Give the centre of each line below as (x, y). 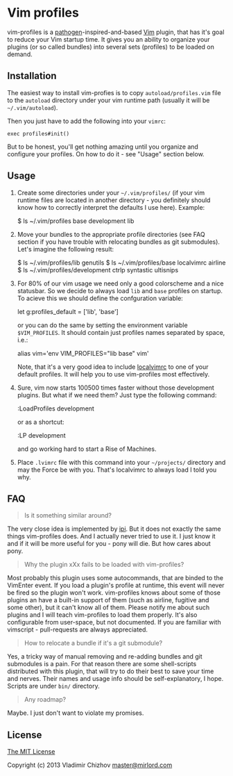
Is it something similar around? (68, 515)
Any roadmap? (45, 700)
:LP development (41, 435)
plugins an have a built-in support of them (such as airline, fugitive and (108, 600)
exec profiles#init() (38, 133)
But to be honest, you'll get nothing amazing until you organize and (103, 147)
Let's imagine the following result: (66, 249)
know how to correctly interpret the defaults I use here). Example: (111, 207)
